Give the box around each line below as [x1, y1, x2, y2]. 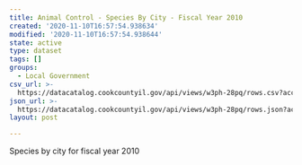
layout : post [9, 113, 58, 122]
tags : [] [9, 55, 42, 64]
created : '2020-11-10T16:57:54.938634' [9, 22, 159, 30]
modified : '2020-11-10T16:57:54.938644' [9, 30, 164, 39]
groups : [9, 64, 39, 73]
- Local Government [17, 72, 91, 81]
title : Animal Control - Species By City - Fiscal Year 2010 [9, 13, 244, 22]
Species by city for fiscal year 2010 [9, 145, 140, 157]
